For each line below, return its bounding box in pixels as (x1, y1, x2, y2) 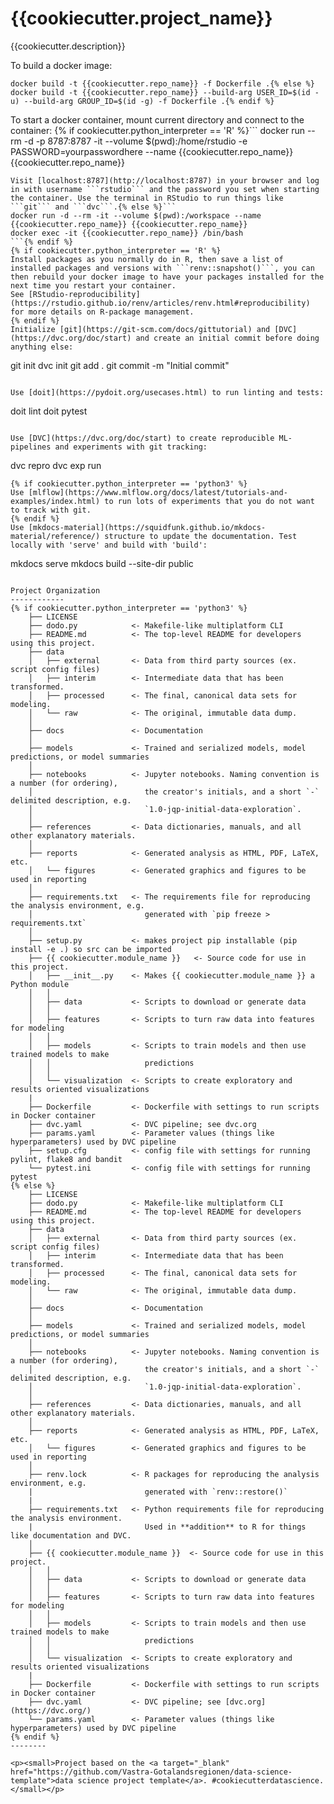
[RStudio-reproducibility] (28, 289, 141, 299)
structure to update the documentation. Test (104, 531, 298, 541)
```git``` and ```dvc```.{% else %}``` (10, 202, 177, 212)
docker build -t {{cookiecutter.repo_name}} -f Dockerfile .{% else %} (10, 78, 315, 89)
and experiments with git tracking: (54, 442, 208, 452)
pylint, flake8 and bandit (10, 1154, 123, 1164)
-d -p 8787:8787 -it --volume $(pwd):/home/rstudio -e (23, 135, 248, 147)
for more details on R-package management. (10, 307, 195, 317)
